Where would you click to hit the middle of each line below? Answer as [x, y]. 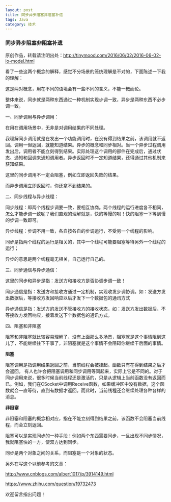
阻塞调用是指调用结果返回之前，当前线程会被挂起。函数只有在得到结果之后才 [85, 365]
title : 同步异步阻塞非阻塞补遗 [34, 15]
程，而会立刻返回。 [25, 424]
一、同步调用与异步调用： [32, 117]
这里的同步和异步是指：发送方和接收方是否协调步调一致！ [65, 281]
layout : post [19, 10]
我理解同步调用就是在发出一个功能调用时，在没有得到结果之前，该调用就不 [83, 138]
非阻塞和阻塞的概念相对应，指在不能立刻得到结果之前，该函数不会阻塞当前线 [85, 418]
